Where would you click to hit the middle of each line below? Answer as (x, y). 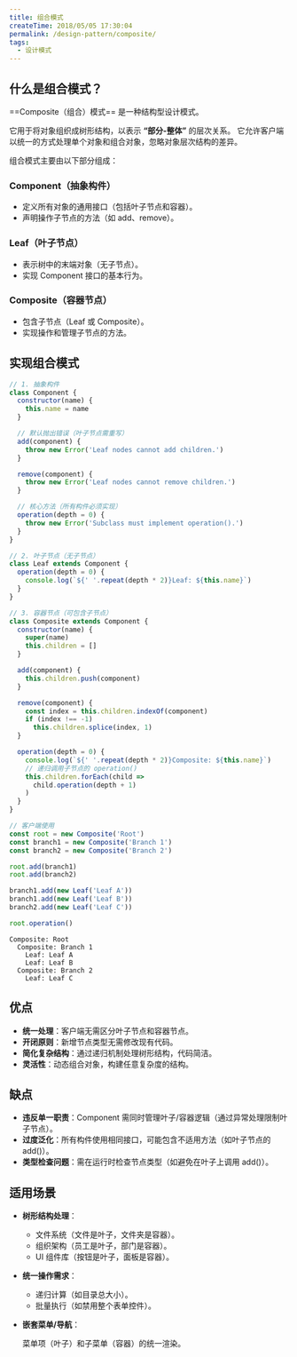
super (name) (47, 638)
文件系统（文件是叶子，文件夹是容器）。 (107, 1234)
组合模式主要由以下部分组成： (63, 160)
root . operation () (41, 923)
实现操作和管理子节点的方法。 (76, 332)
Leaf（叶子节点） (47, 243)
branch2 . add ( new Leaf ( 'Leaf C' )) (71, 908)
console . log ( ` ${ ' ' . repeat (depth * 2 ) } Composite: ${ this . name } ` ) (148, 760)
